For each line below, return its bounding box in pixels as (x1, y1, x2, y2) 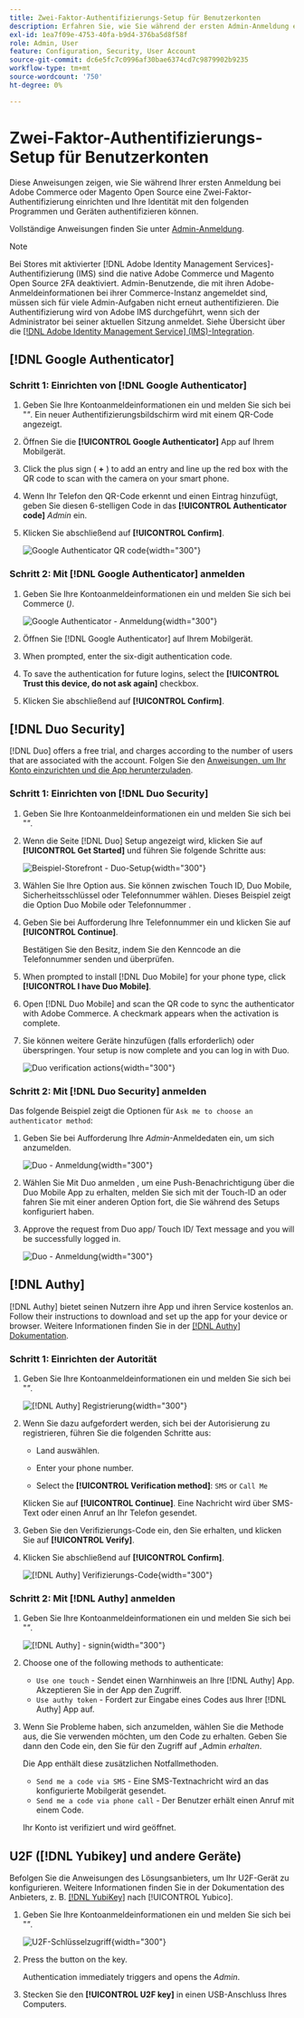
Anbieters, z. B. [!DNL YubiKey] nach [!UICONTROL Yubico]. (9, 1892, 233, 1903)
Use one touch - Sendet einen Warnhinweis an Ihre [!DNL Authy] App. (35, 1675, 295, 1686)
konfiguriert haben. (22, 1206, 95, 1216)
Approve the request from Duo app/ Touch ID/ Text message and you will (22, 1224, 295, 1235)
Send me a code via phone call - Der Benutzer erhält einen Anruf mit (35, 1795, 295, 1806)
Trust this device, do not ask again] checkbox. (22, 677, 199, 688)
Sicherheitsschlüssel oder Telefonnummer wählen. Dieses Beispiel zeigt (22, 889, 291, 900)
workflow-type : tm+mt (9, 64, 91, 73)
